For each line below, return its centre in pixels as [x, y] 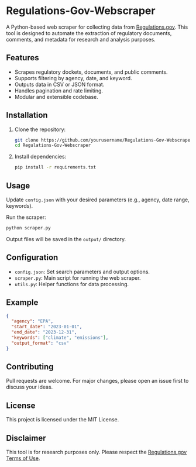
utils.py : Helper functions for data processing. [72, 284]
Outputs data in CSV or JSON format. [59, 84]
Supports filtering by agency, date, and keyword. [73, 78]
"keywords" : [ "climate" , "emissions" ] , [60, 338]
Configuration [32, 258]
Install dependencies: [40, 157]
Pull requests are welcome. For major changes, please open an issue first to [97, 381]
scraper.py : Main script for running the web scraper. [78, 278]
